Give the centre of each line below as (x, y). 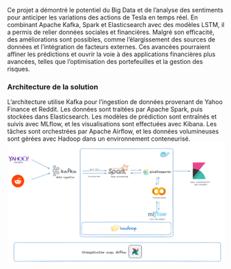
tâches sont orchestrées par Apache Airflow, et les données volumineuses (113, 132)
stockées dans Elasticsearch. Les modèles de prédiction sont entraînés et (112, 116)
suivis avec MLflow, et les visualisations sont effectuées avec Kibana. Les (112, 124)
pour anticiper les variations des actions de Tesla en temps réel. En (103, 17)
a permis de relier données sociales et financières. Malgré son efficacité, (111, 32)
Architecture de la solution (53, 87)
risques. (19, 69)
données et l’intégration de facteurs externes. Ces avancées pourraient (109, 47)
